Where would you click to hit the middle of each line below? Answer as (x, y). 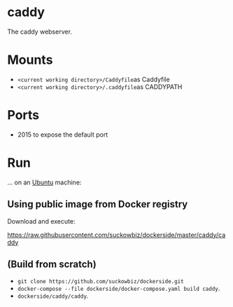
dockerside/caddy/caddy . (53, 296)
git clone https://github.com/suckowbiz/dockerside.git (100, 282)
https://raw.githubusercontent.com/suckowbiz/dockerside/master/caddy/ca (116, 235)
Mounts (30, 60)
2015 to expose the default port (63, 135)
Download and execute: (41, 221)
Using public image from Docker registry (98, 204)
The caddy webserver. (40, 32)
